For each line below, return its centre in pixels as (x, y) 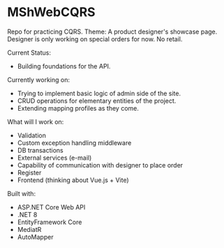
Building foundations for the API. (64, 66)
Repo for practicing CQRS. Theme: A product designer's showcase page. (112, 32)
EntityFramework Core (50, 222)
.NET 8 (27, 214)
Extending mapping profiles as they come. (78, 108)
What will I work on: (36, 122)
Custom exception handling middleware (74, 143)
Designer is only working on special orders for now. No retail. (95, 39)
